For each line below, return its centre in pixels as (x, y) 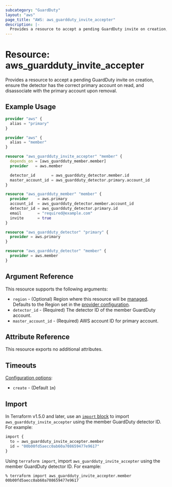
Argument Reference (39, 276)
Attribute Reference (38, 337)
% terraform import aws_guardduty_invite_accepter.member (68, 476)
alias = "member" (28, 142)
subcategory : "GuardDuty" (33, 10)
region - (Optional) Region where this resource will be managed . (80, 299)
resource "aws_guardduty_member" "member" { (53, 194)
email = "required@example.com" (51, 213)
